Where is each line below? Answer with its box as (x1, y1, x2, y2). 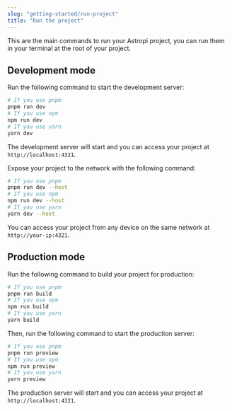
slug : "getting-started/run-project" (7, 10, 119, 18)
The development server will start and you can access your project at (7, 142, 210, 151)
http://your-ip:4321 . (7, 231, 70, 239)
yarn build (7, 316, 40, 323)
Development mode (7, 64, 96, 76)
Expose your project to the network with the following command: (7, 163, 196, 172)
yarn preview (7, 376, 46, 383)
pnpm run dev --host (7, 184, 69, 191)
